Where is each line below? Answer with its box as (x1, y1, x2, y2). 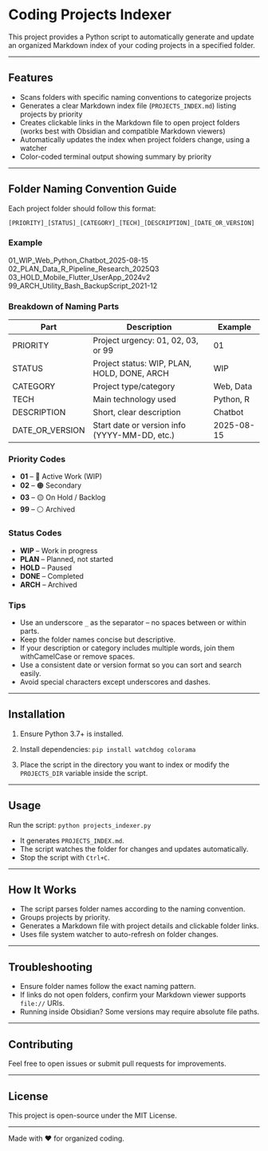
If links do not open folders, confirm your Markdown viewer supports (19, 990, 246, 999)
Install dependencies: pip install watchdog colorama (19, 744, 196, 753)
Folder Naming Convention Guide (8, 182, 177, 196)
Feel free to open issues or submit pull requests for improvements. (8, 1059, 227, 1069)
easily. (19, 669, 41, 678)
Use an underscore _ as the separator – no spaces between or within (19, 618, 247, 627)
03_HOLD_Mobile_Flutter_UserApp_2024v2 (8, 272, 151, 282)
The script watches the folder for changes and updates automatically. (19, 844, 249, 853)
